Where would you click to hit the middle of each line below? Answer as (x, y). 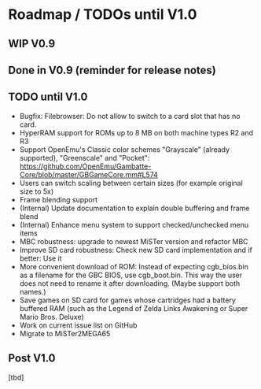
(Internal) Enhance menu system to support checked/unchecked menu (134, 224)
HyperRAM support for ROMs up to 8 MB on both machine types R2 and (136, 132)
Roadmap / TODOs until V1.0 (103, 15)
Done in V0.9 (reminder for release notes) (112, 70)
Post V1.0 (32, 359)
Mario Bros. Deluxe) (51, 317)
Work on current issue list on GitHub (78, 325)
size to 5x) (37, 191)
